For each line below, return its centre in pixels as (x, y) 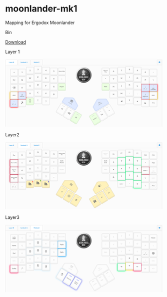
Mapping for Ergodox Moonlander (40, 23)
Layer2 (12, 134)
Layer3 (12, 217)
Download (16, 42)
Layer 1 (12, 52)
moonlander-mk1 (41, 9)
